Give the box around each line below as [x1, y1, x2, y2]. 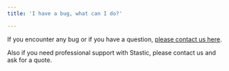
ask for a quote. [7, 56, 52, 64]
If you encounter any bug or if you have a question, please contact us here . [7, 35, 222, 43]
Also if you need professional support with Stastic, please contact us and [7, 48, 217, 57]
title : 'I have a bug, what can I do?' [7, 10, 123, 17]
